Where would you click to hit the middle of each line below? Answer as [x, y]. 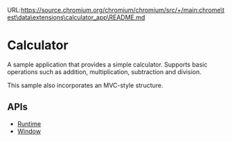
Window [29, 131]
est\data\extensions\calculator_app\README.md [76, 17]
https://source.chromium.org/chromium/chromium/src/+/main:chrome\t [123, 10]
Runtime [29, 123]
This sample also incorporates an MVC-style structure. [86, 85]
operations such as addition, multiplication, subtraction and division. [105, 71]
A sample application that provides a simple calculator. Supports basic [107, 64]
